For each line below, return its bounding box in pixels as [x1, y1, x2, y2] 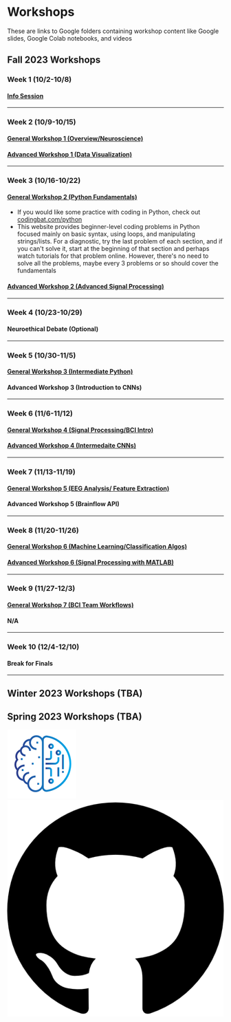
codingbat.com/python [16, 215, 82, 224]
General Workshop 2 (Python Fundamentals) [7, 193, 137, 201]
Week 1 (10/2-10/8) [7, 75, 72, 85]
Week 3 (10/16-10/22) [7, 176, 81, 186]
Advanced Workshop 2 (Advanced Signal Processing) [7, 282, 164, 290]
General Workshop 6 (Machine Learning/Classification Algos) [7, 543, 188, 551]
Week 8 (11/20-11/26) [7, 525, 79, 535]
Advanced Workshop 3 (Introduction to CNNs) [7, 383, 142, 391]
